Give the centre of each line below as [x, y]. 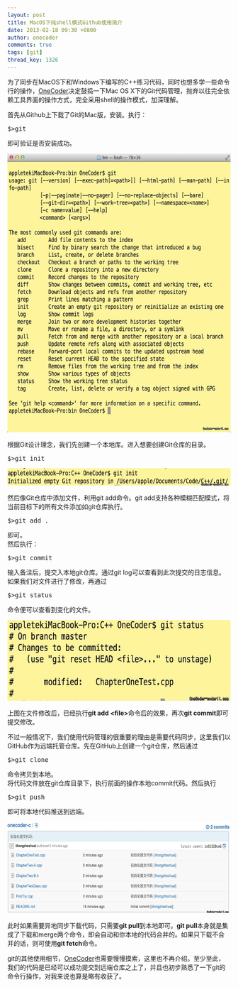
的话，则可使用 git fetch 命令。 [57, 943]
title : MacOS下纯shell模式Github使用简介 [65, 22]
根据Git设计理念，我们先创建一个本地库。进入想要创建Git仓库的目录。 [109, 445]
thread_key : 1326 [33, 60]
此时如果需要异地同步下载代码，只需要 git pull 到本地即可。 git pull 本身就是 [115, 925]
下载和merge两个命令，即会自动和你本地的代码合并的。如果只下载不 [119, 934]
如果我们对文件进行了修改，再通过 [57, 581]
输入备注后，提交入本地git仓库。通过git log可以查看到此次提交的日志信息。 [116, 572]
